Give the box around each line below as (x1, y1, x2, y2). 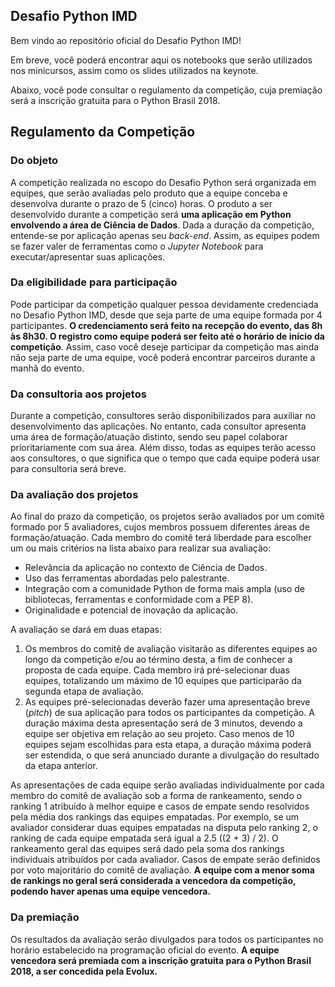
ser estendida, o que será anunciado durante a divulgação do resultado (24, 749, 320, 761)
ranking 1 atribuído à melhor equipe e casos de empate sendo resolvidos (10, 800, 310, 813)
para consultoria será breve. (10, 463, 127, 475)
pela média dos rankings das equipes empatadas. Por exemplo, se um (10, 811, 300, 823)
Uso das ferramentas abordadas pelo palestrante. (24, 572, 230, 584)
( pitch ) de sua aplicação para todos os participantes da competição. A (24, 707, 315, 719)
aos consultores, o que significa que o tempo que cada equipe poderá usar (10, 452, 320, 464)
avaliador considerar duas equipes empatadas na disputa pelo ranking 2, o (10, 822, 318, 834)
